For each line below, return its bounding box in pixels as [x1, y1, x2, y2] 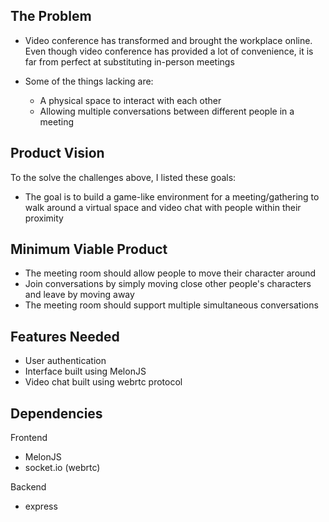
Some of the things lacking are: [24, 75, 154, 87]
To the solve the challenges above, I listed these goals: [10, 171, 237, 183]
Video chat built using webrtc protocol [24, 376, 183, 388]
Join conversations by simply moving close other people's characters [24, 278, 312, 290]
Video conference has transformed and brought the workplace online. [24, 34, 313, 46]
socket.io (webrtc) [24, 462, 101, 474]
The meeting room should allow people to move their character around [24, 267, 317, 279]
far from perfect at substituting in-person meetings [24, 55, 235, 68]
